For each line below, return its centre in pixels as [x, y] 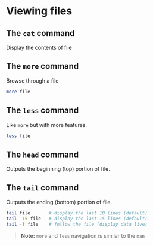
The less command [43, 111]
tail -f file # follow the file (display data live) [77, 224]
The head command [43, 154]
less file [18, 136]
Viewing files [39, 11]
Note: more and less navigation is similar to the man [82, 235]
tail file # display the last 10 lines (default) [77, 213]
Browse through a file [32, 81]
